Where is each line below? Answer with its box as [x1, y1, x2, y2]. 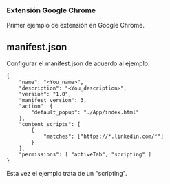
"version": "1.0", [19, 91, 72, 98]
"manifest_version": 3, [19, 97, 87, 104]
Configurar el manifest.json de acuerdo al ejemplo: [6, 59, 150, 68]
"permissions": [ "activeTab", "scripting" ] [19, 151, 152, 159]
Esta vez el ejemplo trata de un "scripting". [6, 170, 128, 178]
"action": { [19, 103, 53, 110]
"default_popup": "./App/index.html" [31, 109, 139, 116]
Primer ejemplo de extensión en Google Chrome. [6, 21, 145, 30]
